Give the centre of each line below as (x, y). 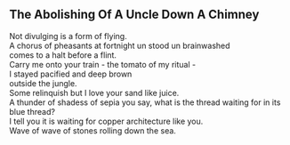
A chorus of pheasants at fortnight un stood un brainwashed (120, 45)
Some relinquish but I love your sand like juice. (94, 93)
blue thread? (32, 111)
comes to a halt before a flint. (63, 55)
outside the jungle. (43, 83)
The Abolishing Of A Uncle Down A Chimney (134, 15)
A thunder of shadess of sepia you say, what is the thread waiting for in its (145, 102)
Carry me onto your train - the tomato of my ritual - (103, 64)
